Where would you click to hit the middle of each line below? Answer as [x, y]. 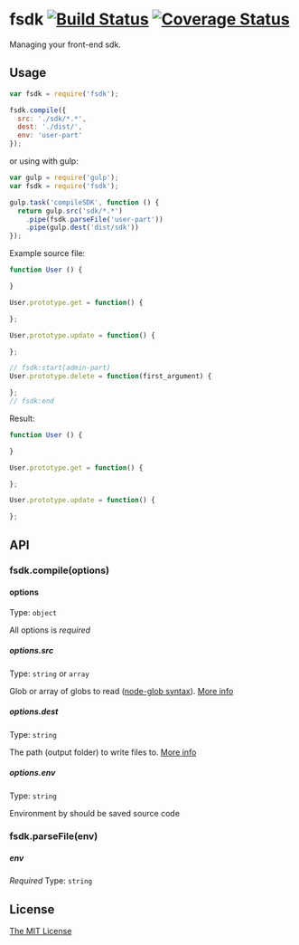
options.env [33, 773]
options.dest [34, 711]
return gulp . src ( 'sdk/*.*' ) [70, 211]
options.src [32, 651]
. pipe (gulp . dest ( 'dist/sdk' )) [83, 228]
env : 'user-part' [50, 136]
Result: [22, 418]
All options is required [50, 630]
